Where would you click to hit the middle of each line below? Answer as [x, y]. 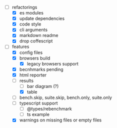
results [26, 80]
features [20, 46]
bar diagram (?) [43, 86]
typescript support [38, 103]
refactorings [24, 7]
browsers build [35, 58]
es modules [31, 13]
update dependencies [42, 18]
